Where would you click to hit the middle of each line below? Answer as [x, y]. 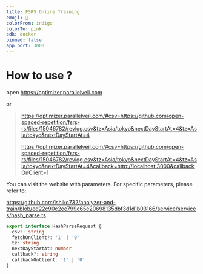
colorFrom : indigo [29, 23]
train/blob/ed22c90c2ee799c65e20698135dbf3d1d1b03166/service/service [101, 209]
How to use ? [39, 76]
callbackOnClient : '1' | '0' [48, 260]
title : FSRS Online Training [43, 12]
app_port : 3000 [25, 46]
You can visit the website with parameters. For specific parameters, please [99, 184]
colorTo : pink [24, 29]
